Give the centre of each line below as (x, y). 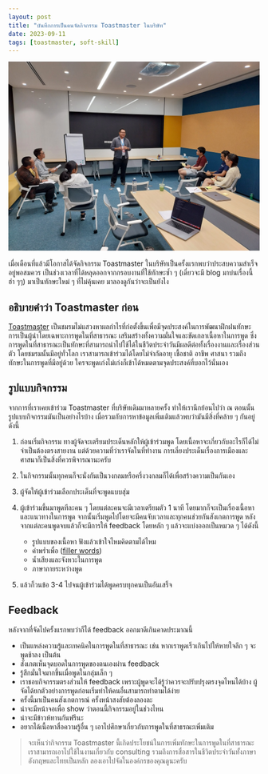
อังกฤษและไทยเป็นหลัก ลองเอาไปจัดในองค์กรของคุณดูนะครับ (107, 760)
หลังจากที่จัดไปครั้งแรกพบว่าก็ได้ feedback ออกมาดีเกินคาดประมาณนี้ (100, 629)
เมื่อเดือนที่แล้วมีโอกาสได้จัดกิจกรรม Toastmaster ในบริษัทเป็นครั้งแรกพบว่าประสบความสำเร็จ (133, 263)
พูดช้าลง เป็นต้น (40, 654)
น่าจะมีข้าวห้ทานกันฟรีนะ (51, 717)
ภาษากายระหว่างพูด (57, 568)
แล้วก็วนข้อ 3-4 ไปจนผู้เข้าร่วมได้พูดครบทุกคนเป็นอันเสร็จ (96, 584)
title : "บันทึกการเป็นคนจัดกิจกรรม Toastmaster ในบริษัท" (87, 25)
